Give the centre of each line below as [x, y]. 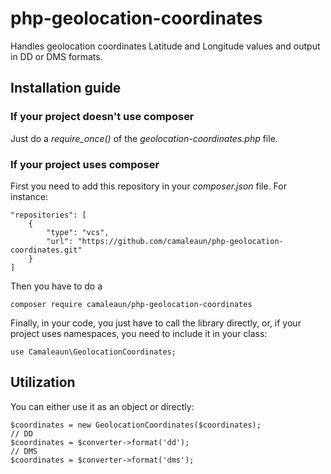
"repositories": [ [48, 215]
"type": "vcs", [78, 232]
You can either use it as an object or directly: [102, 406]
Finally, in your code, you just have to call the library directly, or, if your [156, 323]
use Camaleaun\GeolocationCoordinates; [93, 352]
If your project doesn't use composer [102, 117]
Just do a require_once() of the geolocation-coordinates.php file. [144, 138]
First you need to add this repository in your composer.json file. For [148, 186]
